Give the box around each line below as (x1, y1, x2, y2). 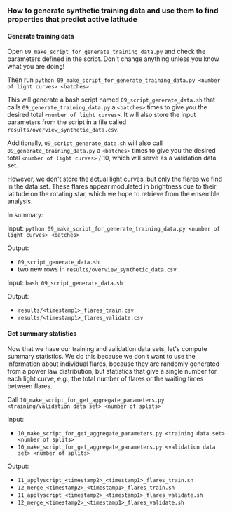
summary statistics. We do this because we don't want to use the (7, 353, 196, 361)
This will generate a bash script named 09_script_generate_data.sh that (7, 95, 216, 104)
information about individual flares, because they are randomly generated (7, 360, 219, 368)
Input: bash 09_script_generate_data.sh (7, 279, 123, 287)
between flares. (7, 382, 53, 390)
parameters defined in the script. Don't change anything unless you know (7, 55, 219, 63)
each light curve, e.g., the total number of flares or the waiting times (7, 374, 204, 383)
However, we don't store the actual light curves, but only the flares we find (7, 175, 223, 184)
